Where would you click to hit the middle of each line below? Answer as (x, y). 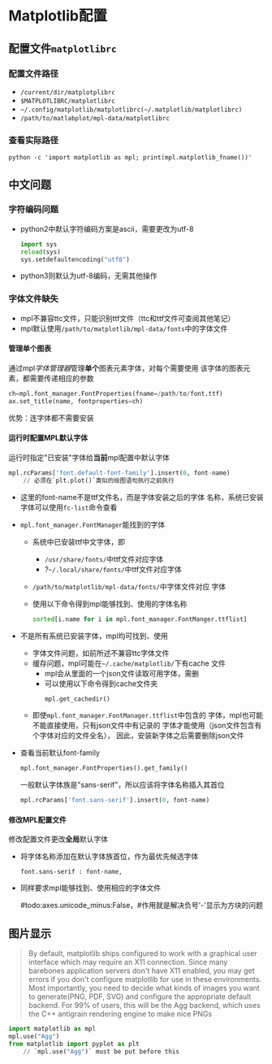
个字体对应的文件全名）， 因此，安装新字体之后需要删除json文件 (138, 736)
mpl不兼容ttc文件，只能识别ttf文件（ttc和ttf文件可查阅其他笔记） (127, 318)
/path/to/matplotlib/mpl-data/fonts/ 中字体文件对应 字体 (129, 586)
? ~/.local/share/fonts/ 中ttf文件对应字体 (113, 569)
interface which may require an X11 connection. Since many (128, 962)
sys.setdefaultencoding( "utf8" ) (75, 259)
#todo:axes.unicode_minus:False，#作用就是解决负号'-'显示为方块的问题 (142, 905)
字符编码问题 (34, 210)
